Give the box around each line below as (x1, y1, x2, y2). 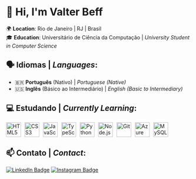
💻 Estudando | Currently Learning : (6, 103, 137, 113)
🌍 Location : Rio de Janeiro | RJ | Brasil (6, 25, 102, 32)
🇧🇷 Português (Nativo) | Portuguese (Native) (14, 79, 127, 86)
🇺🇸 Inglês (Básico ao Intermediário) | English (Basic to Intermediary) (14, 85, 183, 92)
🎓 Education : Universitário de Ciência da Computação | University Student (6, 33, 190, 40)
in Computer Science (6, 42, 57, 49)
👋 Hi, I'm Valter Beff (6, 5, 103, 19)
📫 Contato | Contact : (6, 148, 87, 158)
